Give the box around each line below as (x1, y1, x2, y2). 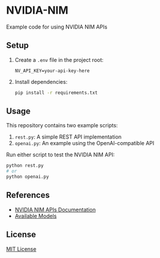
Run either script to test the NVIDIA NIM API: (6, 151, 115, 158)
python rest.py (6, 163, 44, 169)
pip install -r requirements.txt (14, 90, 98, 96)
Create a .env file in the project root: (14, 56, 104, 63)
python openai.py (6, 174, 49, 180)
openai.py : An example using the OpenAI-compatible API (14, 140, 155, 147)
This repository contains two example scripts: (6, 122, 118, 129)
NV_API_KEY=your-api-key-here (14, 68, 90, 74)
